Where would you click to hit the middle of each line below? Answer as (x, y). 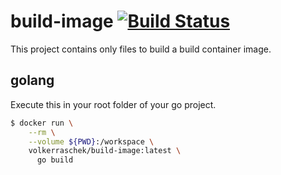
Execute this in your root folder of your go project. (113, 104)
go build (55, 160)
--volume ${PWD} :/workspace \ (91, 141)
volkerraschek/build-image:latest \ (105, 151)
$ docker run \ (42, 123)
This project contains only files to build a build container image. (141, 49)
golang (32, 80)
